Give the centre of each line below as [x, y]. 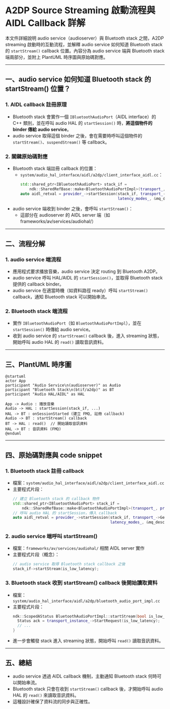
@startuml [16, 377]
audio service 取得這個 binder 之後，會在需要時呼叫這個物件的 [77, 135]
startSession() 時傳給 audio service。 [53, 330]
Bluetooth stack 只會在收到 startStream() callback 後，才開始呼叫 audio [88, 689]
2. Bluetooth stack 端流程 [37, 311]
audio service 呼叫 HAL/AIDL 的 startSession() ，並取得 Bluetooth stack [88, 278]
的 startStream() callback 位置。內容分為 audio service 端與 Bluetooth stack [85, 51]
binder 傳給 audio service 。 [42, 129]
